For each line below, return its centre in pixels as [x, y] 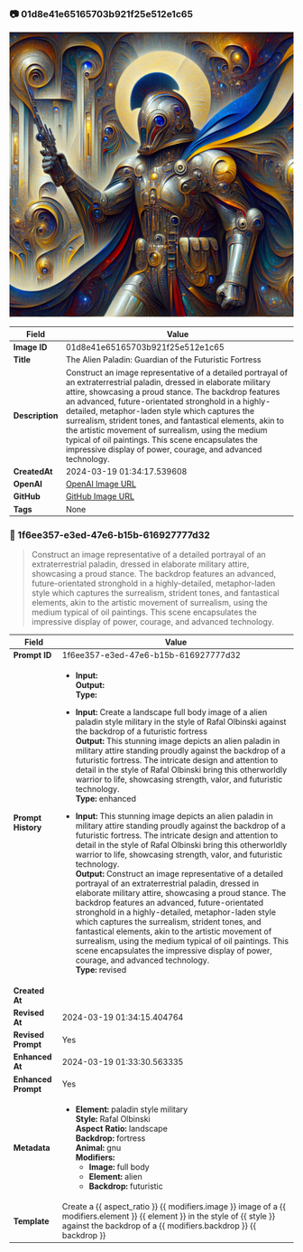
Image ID [30, 347]
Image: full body [119, 1167]
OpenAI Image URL [101, 484]
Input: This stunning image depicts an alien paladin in [174, 816]
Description [36, 416]
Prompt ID [32, 655]
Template [31, 1221]
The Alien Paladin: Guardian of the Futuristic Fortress [164, 360]
